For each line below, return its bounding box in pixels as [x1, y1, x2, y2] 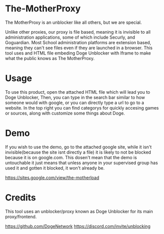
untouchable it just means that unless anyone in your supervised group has [5, 160, 158, 166]
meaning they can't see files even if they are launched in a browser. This [5, 45, 153, 51]
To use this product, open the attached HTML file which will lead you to [5, 89, 151, 95]
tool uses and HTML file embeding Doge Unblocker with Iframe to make [5, 50, 151, 56]
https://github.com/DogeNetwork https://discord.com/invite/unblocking [5, 223, 151, 229]
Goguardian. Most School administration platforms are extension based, [5, 39, 152, 45]
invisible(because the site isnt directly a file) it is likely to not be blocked [5, 149, 152, 155]
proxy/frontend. [5, 214, 37, 220]
